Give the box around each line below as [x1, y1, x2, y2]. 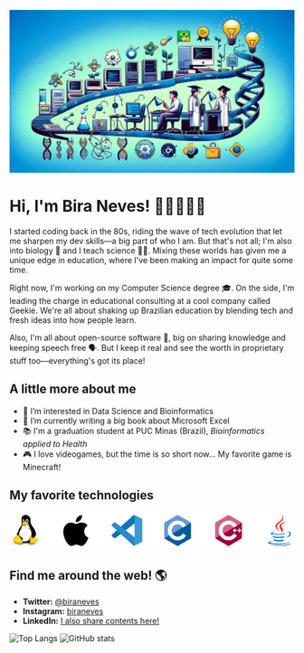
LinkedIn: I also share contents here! [22, 615, 160, 626]
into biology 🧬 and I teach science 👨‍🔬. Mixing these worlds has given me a [9, 245, 287, 256]
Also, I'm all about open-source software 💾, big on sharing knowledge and [9, 332, 287, 343]
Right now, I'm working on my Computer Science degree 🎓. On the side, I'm [9, 282, 295, 293]
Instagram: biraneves [22, 605, 104, 616]
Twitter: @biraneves [22, 596, 100, 607]
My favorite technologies [9, 487, 154, 503]
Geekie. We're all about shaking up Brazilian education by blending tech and [9, 305, 294, 316]
